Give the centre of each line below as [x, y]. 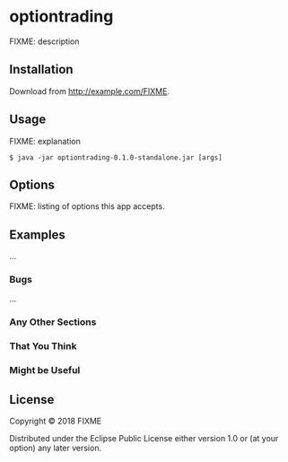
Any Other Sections [53, 322]
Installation [41, 70]
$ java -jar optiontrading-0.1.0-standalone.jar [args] [116, 157]
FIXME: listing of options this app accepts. [87, 206]
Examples [37, 235]
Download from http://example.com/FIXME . [90, 91]
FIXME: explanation [45, 141]
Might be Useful [45, 370]
